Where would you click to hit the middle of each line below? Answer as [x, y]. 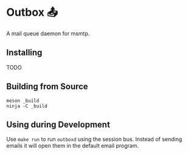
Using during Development [58, 124]
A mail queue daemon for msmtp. [48, 33]
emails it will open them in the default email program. [72, 146]
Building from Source [47, 87]
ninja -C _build [27, 106]
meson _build [23, 101]
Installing [24, 53]
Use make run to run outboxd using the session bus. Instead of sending [94, 139]
